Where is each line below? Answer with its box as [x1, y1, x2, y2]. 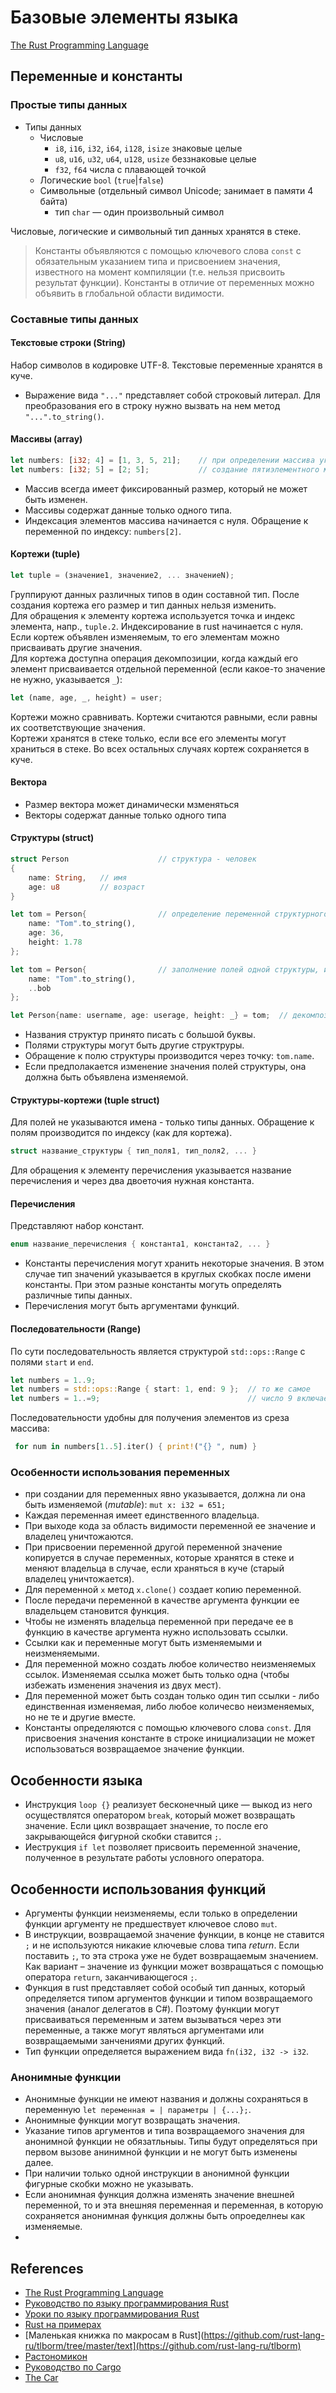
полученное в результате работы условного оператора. [24, 1852, 265, 1864]
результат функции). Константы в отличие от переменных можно [34, 276, 315, 288]
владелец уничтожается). [24, 1573, 135, 1585]
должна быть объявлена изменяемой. [24, 1071, 189, 1083]
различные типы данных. [24, 1289, 133, 1301]
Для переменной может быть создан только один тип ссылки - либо [24, 1690, 320, 1702]
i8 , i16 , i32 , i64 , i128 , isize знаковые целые [54, 142, 243, 154]
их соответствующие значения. [10, 721, 146, 733]
